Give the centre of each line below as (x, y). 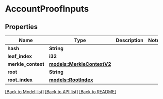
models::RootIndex (71, 80)
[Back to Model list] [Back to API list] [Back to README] (61, 92)
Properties (21, 27)
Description (130, 40)
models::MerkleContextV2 (80, 64)
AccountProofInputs (47, 9)
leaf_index (20, 56)
